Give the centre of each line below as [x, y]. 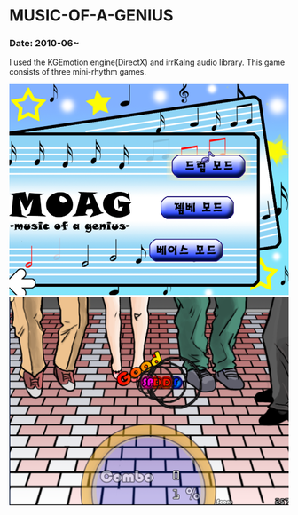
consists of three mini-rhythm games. [78, 72]
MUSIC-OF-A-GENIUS [91, 16]
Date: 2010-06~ [44, 44]
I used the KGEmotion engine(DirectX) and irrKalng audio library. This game [147, 62]
